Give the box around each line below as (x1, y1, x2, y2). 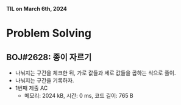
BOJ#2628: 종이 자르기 (6, 52, 92, 63)
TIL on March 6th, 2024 (6, 5, 67, 12)
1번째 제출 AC (15, 84, 48, 92)
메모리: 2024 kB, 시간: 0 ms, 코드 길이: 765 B (24, 92, 134, 99)
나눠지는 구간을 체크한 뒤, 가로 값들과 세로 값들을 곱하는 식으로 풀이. (15, 69, 176, 76)
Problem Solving (6, 27, 92, 40)
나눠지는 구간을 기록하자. (15, 77, 74, 84)
